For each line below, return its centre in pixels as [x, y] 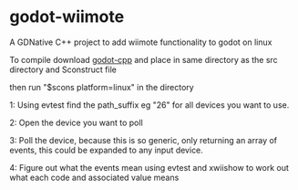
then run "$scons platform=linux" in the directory [102, 87]
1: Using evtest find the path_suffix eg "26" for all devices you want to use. [149, 105]
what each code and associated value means [94, 177]
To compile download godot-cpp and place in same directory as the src [144, 59]
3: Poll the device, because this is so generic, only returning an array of [144, 140]
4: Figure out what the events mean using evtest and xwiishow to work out [149, 167]
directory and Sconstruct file [63, 69]
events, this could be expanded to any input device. [106, 150]
